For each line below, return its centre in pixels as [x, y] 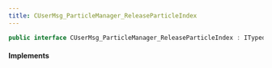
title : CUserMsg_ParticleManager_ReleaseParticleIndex [103, 16]
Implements [29, 56]
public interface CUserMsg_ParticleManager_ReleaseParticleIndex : [125, 38]
